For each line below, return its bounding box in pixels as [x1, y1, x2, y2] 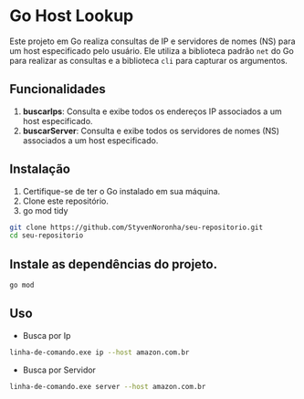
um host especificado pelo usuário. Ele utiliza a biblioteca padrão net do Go [9, 45, 294, 56]
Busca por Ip [22, 330, 71, 341]
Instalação [9, 162, 71, 177]
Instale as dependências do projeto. [9, 257, 218, 272]
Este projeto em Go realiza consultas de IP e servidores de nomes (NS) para [9, 36, 296, 47]
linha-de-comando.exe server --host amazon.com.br [9, 382, 206, 391]
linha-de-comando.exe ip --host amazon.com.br [9, 348, 190, 357]
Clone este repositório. [22, 195, 110, 206]
